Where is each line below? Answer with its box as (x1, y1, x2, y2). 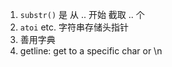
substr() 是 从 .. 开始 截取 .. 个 (19, 9, 145, 20)
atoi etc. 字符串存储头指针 (19, 21, 129, 33)
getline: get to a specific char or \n (19, 45, 163, 57)
